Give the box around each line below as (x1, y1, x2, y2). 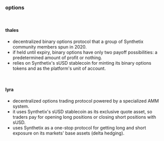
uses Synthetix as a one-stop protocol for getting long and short (12, 124, 146, 130)
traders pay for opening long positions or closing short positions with (12, 114, 156, 120)
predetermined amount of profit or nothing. (12, 55, 102, 61)
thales (5, 27, 19, 33)
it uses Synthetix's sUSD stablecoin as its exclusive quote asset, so (12, 108, 152, 115)
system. (12, 103, 29, 109)
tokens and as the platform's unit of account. (12, 65, 106, 71)
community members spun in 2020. (12, 43, 87, 50)
